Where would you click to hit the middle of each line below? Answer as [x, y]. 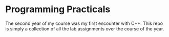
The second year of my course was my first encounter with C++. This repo [84, 23]
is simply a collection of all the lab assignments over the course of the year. [85, 28]
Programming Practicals [58, 9]
